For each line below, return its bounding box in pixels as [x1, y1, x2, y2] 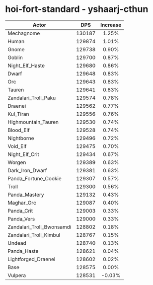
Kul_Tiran [7, 110, 29, 117]
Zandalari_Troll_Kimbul [7, 231, 61, 238]
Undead [7, 239, 26, 246]
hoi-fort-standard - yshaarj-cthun [5, 3, 149, 15]
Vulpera [7, 272, 26, 279]
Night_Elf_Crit [7, 150, 40, 157]
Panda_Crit [7, 207, 33, 214]
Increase [100, 21, 122, 28]
